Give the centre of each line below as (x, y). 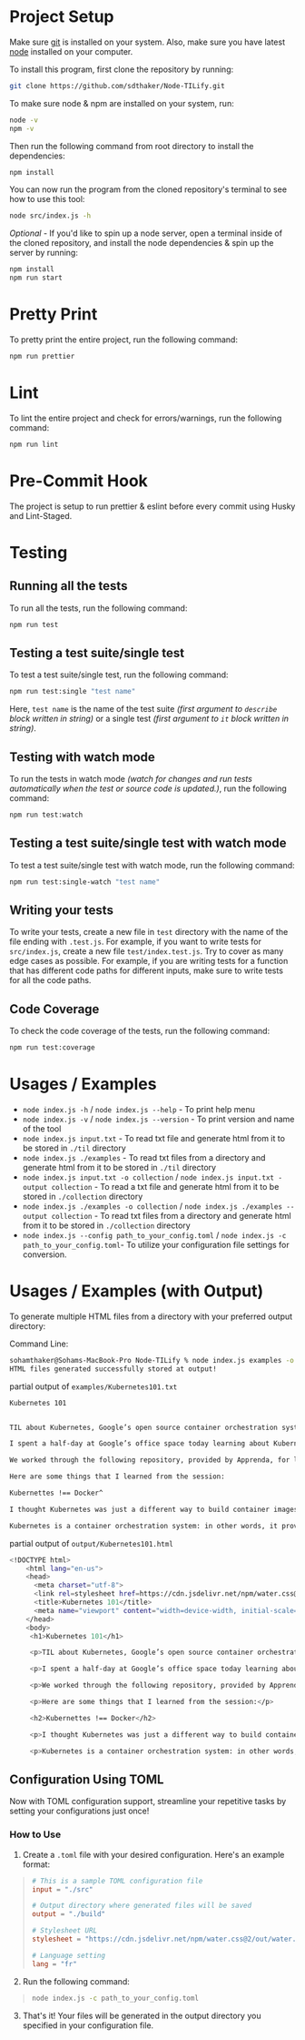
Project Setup (62, 17)
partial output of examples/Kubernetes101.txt (93, 1386)
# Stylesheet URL (64, 1931)
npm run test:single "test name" (73, 692)
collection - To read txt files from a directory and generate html (172, 1216)
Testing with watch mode (83, 757)
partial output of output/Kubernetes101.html (92, 1543)
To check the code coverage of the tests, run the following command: (140, 1031)
